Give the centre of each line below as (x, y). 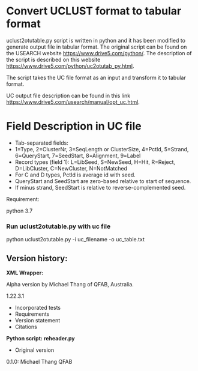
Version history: (37, 258)
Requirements (32, 314)
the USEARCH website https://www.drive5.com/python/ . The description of (99, 53)
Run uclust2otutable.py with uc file (58, 226)
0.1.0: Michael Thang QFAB (39, 361)
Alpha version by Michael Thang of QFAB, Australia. (70, 284)
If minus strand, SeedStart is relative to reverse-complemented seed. (100, 187)
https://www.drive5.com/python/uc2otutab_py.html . (70, 66)
